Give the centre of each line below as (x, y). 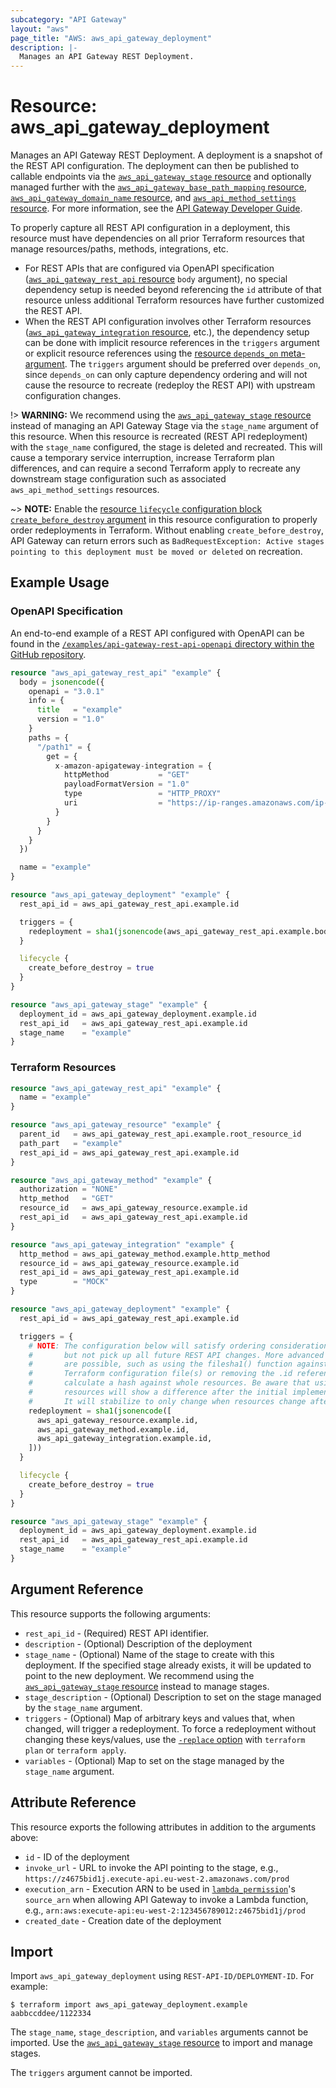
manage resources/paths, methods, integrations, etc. (119, 249)
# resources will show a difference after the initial (158, 1392)
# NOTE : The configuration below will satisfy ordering (147, 1346)
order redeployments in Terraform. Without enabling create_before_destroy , (167, 530)
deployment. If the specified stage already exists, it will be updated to (168, 1665)
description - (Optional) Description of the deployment (138, 1643)
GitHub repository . (48, 654)
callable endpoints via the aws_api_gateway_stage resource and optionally (161, 177)
